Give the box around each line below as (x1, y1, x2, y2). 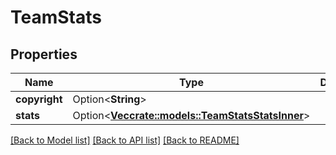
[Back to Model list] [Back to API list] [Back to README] (10, 134, 240, 146)
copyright (15, 92, 63, 106)
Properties (10, 46, 78, 63)
